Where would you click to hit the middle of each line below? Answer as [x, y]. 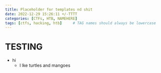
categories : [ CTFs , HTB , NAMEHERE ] [41, 18]
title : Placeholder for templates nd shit [49, 9]
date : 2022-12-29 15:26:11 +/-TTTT [41, 14]
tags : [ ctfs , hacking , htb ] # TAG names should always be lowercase [80, 23]
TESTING [24, 47]
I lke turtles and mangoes [45, 65]
